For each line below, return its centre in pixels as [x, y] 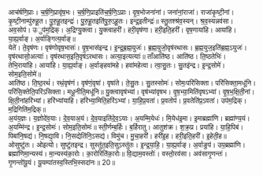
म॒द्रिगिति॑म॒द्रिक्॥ [27, 109]
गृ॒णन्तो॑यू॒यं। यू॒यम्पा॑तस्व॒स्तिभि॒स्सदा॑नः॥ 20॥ [62, 162]
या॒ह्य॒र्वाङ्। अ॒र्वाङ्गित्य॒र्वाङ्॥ [42, 38]
